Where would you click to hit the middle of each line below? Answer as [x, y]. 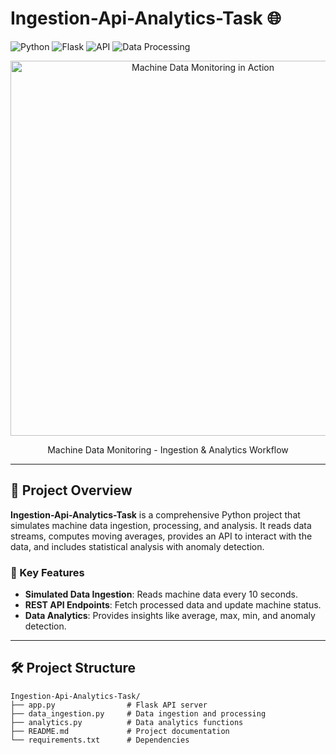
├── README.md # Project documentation [120, 731]
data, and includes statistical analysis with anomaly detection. [137, 546]
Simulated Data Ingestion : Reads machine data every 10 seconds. [161, 594]
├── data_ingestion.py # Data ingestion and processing [138, 713]
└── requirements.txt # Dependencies [100, 740]
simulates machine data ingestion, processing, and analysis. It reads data [161, 525]
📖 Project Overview [71, 490]
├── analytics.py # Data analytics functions [127, 722]
